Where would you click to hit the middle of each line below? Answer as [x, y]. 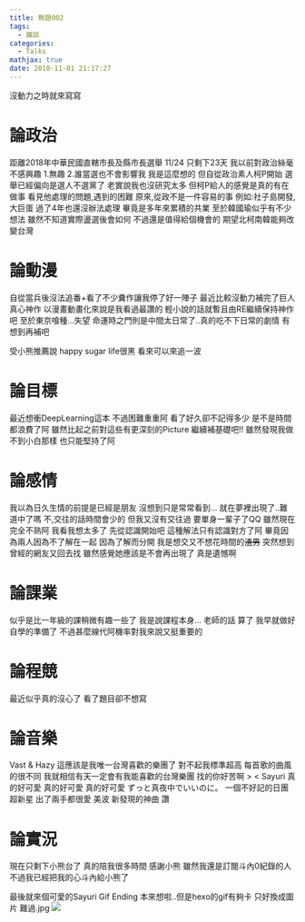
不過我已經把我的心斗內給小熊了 [69, 877]
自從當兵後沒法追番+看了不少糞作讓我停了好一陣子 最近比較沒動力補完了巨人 [152, 297]
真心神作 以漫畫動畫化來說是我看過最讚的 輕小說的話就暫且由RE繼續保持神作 [152, 309]
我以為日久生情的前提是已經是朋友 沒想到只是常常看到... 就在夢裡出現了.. [145, 507]
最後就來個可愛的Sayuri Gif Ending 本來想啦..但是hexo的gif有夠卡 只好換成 [148, 897]
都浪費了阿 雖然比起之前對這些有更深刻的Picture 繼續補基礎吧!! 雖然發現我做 [152, 429]
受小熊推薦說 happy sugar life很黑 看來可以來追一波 [105, 351]
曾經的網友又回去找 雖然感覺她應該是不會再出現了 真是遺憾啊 [123, 553]
